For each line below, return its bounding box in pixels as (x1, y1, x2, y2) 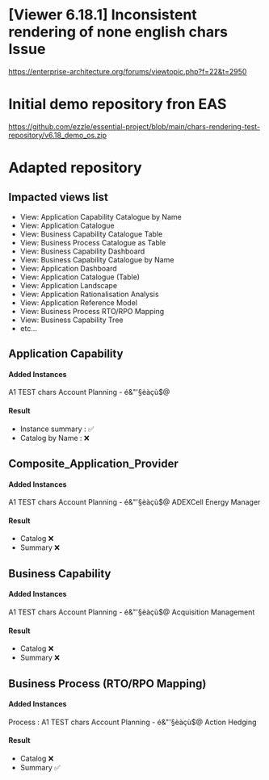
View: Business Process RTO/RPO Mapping (19, 306, 165, 316)
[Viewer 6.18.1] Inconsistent (8, 6, 198, 24)
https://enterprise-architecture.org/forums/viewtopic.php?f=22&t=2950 (8, 66, 247, 76)
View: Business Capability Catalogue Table (19, 229, 163, 239)
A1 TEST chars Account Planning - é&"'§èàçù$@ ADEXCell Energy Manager (8, 497, 261, 507)
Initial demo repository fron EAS (8, 95, 227, 114)
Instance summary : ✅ (19, 424, 95, 434)
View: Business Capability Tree (19, 315, 124, 325)
